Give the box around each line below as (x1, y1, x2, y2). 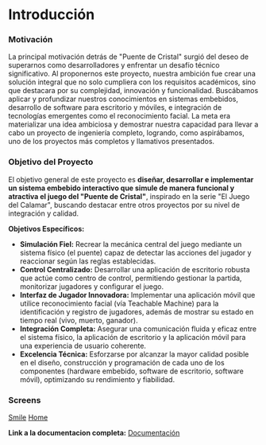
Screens (8, 394, 41, 405)
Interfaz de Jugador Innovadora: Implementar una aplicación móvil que (19, 290, 256, 299)
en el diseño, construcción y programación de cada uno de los (19, 357, 225, 367)
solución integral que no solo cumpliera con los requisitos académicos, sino (8, 77, 256, 87)
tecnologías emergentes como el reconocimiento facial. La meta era (8, 111, 231, 121)
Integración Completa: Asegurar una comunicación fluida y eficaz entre (19, 324, 256, 334)
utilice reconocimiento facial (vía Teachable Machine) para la (19, 299, 219, 308)
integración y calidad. (8, 209, 79, 218)
